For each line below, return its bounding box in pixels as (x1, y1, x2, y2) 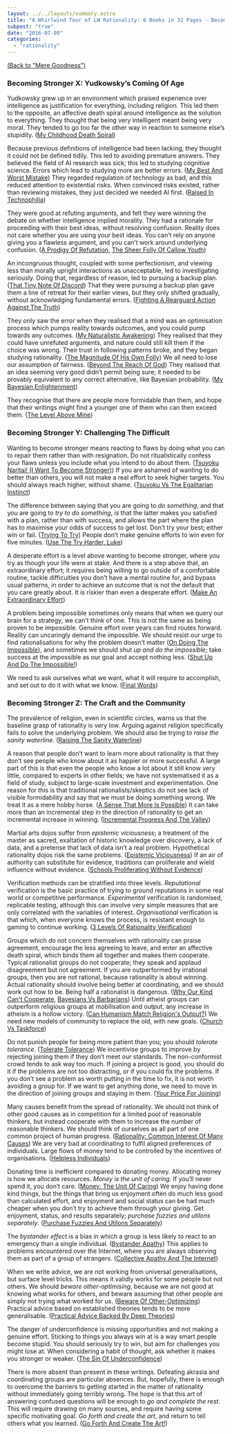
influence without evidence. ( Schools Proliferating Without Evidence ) (7, 865, 204, 874)
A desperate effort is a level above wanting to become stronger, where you (7, 551, 220, 560)
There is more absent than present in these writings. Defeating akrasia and (7, 1368, 220, 1376)
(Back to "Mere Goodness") (7, 62, 86, 69)
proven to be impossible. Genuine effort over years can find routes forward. (7, 623, 222, 632)
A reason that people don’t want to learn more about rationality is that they (7, 749, 219, 757)
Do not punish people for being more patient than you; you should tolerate (7, 1037, 218, 1046)
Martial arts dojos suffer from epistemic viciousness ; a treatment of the (7, 829, 209, 837)
